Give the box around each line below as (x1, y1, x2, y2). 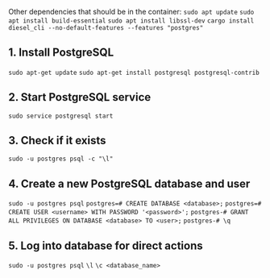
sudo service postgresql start (8, 112, 114, 120)
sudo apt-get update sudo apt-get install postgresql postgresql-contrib (8, 68, 260, 77)
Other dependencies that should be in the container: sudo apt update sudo (8, 7, 255, 16)
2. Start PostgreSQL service (8, 90, 152, 104)
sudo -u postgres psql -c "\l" (8, 155, 114, 164)
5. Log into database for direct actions (8, 239, 203, 252)
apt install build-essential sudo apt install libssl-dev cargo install (8, 17, 255, 25)
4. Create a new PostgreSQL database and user (8, 176, 251, 190)
